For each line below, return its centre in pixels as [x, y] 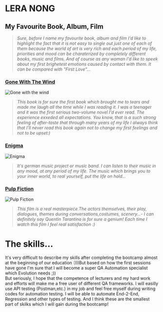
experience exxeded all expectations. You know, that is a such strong [87, 117]
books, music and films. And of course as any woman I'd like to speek [87, 59]
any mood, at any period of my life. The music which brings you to [84, 171]
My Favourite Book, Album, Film [54, 27]
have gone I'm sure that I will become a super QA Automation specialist [76, 268]
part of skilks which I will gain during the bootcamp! [57, 304]
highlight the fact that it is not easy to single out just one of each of [84, 43]
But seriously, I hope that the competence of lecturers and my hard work [78, 278]
